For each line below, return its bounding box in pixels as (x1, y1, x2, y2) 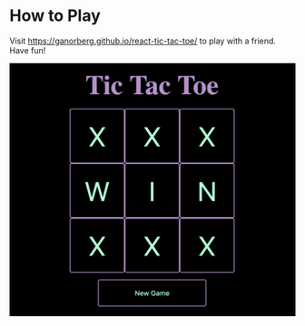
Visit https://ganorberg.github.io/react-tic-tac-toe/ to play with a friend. (9, 35, 277, 46)
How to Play (9, 5, 102, 26)
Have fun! (9, 44, 46, 55)
